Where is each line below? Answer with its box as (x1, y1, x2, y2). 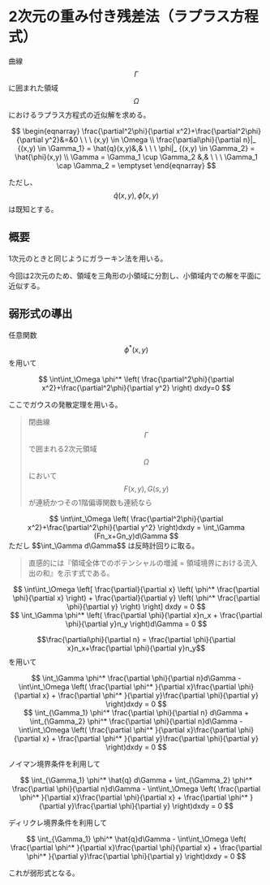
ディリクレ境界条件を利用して (8, 818, 108, 828)
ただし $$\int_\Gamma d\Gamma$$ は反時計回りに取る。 (8, 541, 199, 550)
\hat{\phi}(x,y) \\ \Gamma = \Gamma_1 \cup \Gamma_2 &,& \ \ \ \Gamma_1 (15, 152, 258, 162)
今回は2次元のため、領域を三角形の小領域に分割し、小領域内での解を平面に (8, 270, 262, 280)
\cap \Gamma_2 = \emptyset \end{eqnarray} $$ (56, 160, 216, 171)
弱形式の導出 (8, 307, 73, 321)
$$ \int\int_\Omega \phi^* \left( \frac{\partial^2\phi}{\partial (38, 374, 234, 384)
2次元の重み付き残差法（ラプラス (8, 7, 231, 26)
